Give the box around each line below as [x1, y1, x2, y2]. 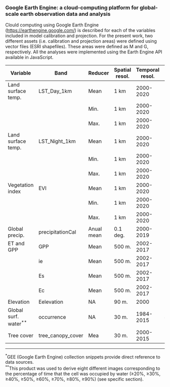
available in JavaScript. [5, 54, 54, 60]
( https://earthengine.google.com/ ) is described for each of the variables [5, 27, 156, 34]
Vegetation [8, 182, 34, 189]
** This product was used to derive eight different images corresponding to [5, 365, 160, 371]
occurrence [38, 313, 66, 320]
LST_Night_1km [38, 138, 76, 145]
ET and [8, 240, 25, 247]
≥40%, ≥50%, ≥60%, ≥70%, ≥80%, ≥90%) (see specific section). [5, 376, 144, 382]
